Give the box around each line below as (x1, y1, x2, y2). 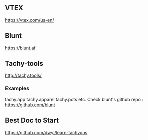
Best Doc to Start (5, 116, 59, 125)
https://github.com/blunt (5, 102, 56, 108)
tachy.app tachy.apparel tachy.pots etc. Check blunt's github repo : (5, 96, 144, 102)
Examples (5, 85, 30, 92)
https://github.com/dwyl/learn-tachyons (5, 129, 88, 135)
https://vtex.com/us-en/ (5, 17, 54, 23)
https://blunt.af (5, 45, 36, 51)
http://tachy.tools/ (5, 72, 42, 79)
